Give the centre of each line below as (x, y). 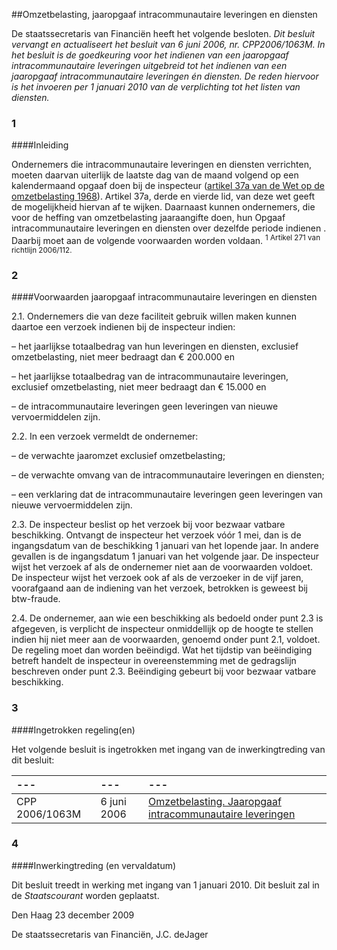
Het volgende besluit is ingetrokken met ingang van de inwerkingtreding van (168, 749)
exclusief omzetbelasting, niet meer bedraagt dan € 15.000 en (139, 387)
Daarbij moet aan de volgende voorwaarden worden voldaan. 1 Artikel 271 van (166, 239)
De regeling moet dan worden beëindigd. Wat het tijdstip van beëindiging (162, 650)
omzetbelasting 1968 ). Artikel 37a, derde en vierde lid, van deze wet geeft (163, 196)
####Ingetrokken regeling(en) (73, 730)
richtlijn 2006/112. (42, 250)
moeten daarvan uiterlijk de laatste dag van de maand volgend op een (155, 175)
